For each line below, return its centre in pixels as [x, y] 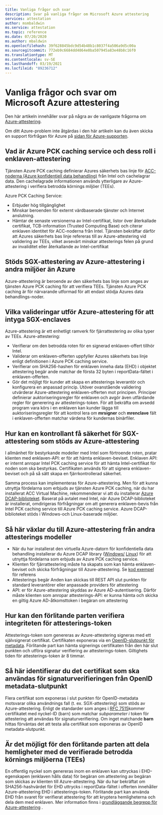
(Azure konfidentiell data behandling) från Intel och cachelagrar [86, 176]
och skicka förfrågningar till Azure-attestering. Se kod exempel [91, 569]
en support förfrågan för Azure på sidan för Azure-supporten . [67, 136]
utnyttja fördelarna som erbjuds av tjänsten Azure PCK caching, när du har [80, 488]
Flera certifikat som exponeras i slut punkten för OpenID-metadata [72, 698]
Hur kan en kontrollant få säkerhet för [63, 434]
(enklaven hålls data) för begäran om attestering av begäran [91, 777]
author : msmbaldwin [25, 23]
